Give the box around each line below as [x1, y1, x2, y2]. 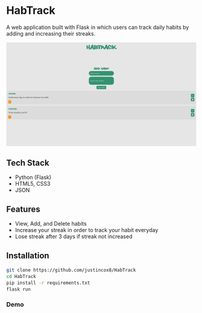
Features [6, 204, 40, 214]
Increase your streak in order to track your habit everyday [14, 227, 159, 234]
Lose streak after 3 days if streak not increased [14, 233, 133, 240]
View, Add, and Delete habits [14, 220, 87, 227]
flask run [6, 286, 31, 292]
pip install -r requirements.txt [6, 280, 90, 286]
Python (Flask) [14, 174, 52, 181]
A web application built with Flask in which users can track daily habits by [6, 24, 189, 31]
